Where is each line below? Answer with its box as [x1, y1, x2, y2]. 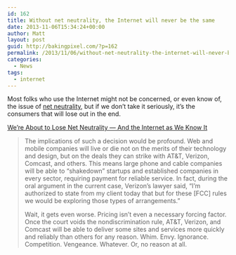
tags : [7, 69, 23, 76]
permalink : [7, 50, 39, 57]
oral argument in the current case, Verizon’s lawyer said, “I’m [24, 182, 201, 190]
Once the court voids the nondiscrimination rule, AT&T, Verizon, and [24, 218, 221, 226]
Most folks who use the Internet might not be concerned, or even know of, [7, 95, 223, 103]
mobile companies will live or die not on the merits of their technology [24, 145, 227, 153]
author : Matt [7, 30, 46, 37]
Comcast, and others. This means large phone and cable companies [24, 159, 223, 168]
